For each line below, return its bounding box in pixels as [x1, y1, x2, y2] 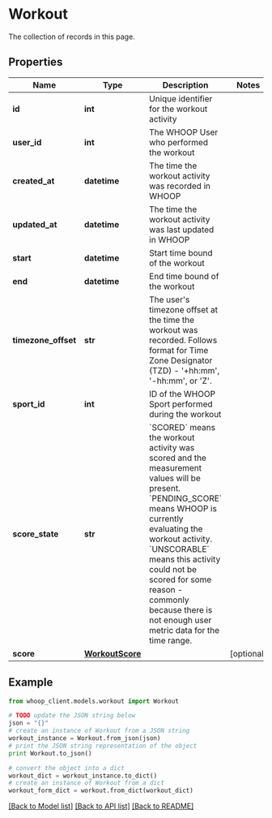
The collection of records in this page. [8, 32, 135, 41]
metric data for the [149, 624, 220, 635]
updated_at [12, 218, 57, 230]
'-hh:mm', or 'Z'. [149, 375, 212, 386]
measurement [149, 462, 202, 473]
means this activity [149, 553, 221, 565]
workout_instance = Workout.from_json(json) [8, 734, 161, 743]
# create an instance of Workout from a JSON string [8, 727, 190, 735]
